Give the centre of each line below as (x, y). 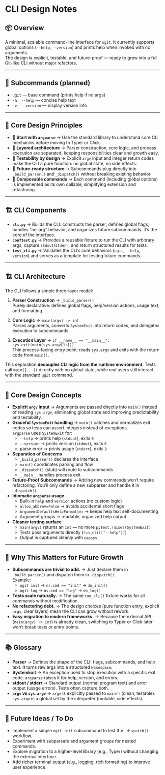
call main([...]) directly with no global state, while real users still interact (79, 370)
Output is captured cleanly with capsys (58, 537)
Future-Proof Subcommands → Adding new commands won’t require (83, 480)
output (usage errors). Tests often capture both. (61, 688)
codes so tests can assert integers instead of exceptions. (70, 428)
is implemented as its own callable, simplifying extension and (74, 184)
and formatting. (28, 311)
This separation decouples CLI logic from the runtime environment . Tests (81, 364)
